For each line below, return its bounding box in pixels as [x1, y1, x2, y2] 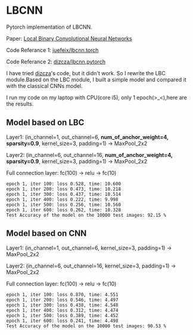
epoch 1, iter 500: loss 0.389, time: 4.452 [6, 312, 119, 318]
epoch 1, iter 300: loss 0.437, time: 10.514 [6, 191, 121, 197]
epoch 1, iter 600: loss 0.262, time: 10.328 [6, 207, 121, 213]
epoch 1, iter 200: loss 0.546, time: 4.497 [6, 297, 119, 303]
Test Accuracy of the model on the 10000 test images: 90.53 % [6, 323, 167, 329]
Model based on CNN [6, 228, 87, 239]
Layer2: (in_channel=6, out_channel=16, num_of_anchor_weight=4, [6, 151, 173, 158]
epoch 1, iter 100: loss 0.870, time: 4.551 [6, 291, 119, 297]
